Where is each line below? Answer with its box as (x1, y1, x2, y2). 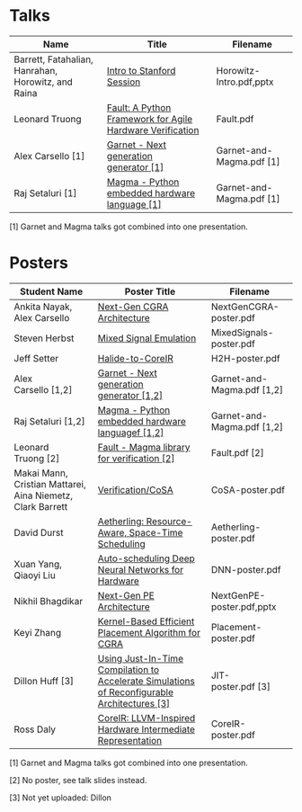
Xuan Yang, (13, 558, 63, 570)
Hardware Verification (106, 123, 200, 136)
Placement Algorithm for (97, 626, 200, 638)
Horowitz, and (13, 76, 74, 88)
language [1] (106, 198, 162, 210)
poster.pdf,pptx (210, 600, 277, 612)
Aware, (97, 526, 128, 539)
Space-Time (129, 526, 183, 539)
